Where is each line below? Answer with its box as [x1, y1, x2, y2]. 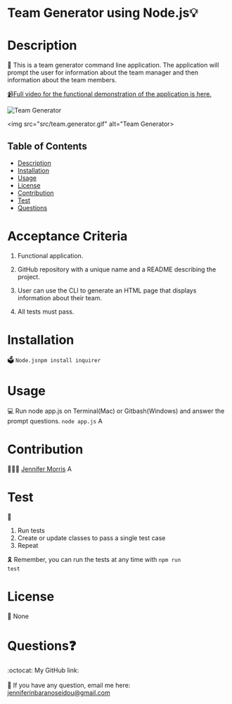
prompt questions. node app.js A [7, 416, 103, 425]
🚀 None [7, 612, 30, 620]
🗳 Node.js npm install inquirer [7, 355, 101, 364]
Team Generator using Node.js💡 [7, 5, 198, 21]
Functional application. [17, 251, 84, 260]
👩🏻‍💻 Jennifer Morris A [7, 464, 72, 473]
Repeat [17, 541, 39, 549]
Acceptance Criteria [7, 229, 128, 244]
